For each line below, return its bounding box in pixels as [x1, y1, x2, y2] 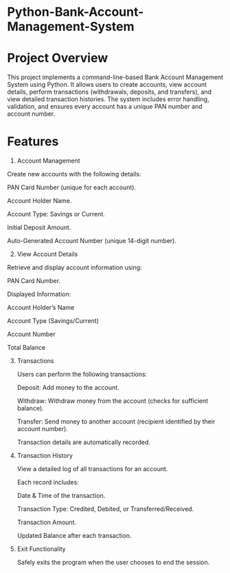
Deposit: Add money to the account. [16, 384, 119, 392]
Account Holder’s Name [7, 304, 75, 312]
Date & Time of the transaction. [16, 492, 106, 500]
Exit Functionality [16, 545, 67, 553]
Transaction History [16, 452, 73, 460]
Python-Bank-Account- [7, 4, 144, 20]
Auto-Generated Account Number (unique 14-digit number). [7, 237, 177, 245]
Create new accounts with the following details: [7, 170, 141, 178]
